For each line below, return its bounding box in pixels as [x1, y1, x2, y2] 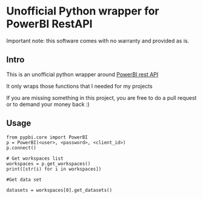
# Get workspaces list [6, 155, 64, 161]
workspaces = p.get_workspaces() [6, 160, 91, 167]
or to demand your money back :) [6, 100, 90, 108]
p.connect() [6, 145, 36, 151]
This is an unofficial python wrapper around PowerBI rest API [6, 71, 159, 78]
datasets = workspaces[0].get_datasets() [6, 187, 113, 193]
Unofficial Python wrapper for [6, 4, 159, 18]
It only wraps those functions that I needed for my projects [6, 82, 153, 90]
